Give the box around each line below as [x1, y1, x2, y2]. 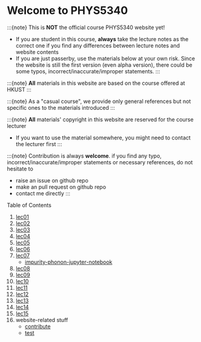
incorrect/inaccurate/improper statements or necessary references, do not [7, 158, 193, 166]
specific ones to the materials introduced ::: [7, 104, 116, 111]
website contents [15, 48, 59, 55]
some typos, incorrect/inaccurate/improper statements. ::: [15, 67, 160, 75]
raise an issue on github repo [15, 176, 88, 184]
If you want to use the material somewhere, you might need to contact [15, 134, 191, 141]
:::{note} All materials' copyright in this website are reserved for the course [7, 116, 194, 123]
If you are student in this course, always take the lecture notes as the [15, 35, 189, 42]
